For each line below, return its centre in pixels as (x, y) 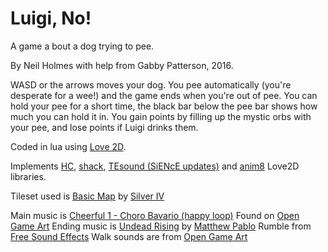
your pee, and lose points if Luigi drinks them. (104, 127)
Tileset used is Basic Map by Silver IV (87, 196)
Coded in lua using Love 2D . (68, 146)
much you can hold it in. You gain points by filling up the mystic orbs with (161, 116)
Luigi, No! (51, 18)
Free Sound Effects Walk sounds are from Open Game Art (129, 236)
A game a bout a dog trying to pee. (82, 46)
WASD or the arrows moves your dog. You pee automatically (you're (151, 84)
